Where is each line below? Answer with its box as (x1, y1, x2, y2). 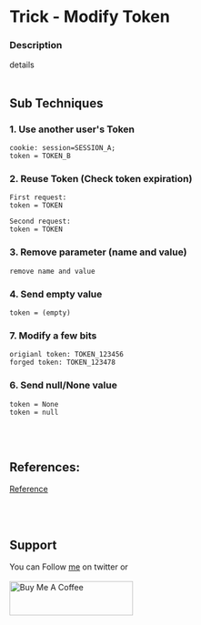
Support (9, 537, 57, 552)
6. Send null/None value (9, 379, 118, 392)
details (9, 59, 35, 70)
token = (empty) (9, 308, 71, 318)
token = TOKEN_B (9, 152, 71, 161)
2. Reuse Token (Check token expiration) (9, 173, 193, 186)
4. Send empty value (9, 287, 103, 300)
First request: (9, 193, 67, 202)
